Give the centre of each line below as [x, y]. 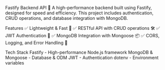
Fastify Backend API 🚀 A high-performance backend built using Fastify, [78, 8]
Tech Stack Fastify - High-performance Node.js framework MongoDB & [79, 52]
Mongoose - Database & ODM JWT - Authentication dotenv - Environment [82, 58]
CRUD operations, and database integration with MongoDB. [67, 18]
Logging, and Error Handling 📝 [36, 43]
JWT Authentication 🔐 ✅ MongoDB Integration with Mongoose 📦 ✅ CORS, [82, 35]
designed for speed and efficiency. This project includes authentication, [79, 13]
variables [15, 63]
